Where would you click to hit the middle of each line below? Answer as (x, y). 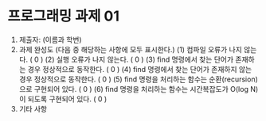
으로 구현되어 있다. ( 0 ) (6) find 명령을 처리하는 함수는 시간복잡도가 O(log (133, 89)
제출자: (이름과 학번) (50, 40)
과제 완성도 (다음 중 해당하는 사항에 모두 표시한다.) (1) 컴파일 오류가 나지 (130, 49)
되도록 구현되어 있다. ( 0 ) (67, 99)
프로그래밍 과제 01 (64, 16)
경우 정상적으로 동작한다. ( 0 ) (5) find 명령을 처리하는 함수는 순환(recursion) (138, 79)
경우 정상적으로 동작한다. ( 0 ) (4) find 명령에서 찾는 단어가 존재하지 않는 (140, 69)
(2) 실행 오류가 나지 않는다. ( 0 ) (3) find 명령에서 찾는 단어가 (139, 59)
